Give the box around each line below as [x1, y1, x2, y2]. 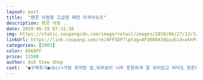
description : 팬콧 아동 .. [6, 20, 69, 26]
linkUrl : [6, 37, 28, 43]
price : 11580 [6, 54, 39, 60]
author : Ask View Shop [6, 59, 63, 65]
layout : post [6, 8, 39, 15]
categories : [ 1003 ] [6, 43, 56, 49]
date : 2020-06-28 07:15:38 [6, 25, 74, 32]
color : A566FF [6, 48, 42, 54]
